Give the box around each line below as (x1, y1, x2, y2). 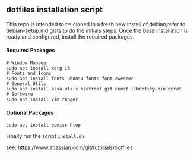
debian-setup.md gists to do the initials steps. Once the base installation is (6, 27, 189, 34)
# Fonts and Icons (6, 71, 52, 77)
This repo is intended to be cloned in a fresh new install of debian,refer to (6, 20, 186, 27)
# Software (6, 92, 33, 98)
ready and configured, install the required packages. (6, 33, 135, 40)
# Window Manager (6, 60, 49, 66)
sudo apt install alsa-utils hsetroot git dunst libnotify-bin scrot (6, 86, 182, 92)
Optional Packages (6, 109, 54, 116)
